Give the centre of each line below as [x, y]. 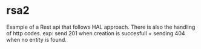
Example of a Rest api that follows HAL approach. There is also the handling [101, 27]
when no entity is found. [36, 39]
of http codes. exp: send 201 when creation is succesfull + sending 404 [96, 33]
